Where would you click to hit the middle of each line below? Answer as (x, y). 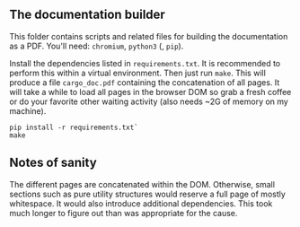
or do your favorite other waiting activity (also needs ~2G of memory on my (149, 101)
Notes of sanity (53, 163)
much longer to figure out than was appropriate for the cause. (124, 213)
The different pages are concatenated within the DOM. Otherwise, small (142, 184)
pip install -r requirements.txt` (74, 127)
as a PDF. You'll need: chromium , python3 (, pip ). (97, 46)
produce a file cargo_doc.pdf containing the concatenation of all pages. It (145, 82)
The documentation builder (88, 15)
